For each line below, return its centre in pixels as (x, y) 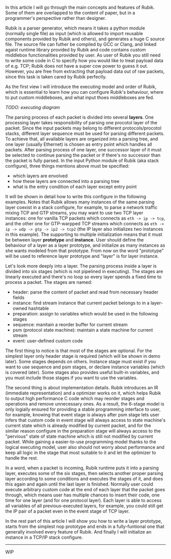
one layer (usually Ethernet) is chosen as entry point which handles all (79, 144)
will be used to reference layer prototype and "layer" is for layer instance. (82, 256)
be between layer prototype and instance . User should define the (75, 240)
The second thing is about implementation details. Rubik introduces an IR (82, 388)
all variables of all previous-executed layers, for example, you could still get (84, 506)
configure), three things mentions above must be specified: (67, 166)
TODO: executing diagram (33, 107)
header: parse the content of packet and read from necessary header (85, 292)
